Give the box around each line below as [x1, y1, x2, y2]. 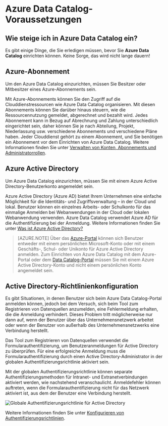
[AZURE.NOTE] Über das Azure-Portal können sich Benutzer [17, 235, 144, 241]
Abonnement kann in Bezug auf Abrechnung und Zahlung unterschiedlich [5, 117, 158, 123]
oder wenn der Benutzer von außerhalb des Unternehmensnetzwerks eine [5, 322, 160, 328]
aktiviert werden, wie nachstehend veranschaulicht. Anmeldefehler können [5, 379, 161, 386]
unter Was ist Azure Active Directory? [5, 225, 83, 231]
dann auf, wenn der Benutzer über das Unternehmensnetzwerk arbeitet [5, 317, 154, 323]
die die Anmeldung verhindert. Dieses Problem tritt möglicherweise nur [5, 312, 153, 318]
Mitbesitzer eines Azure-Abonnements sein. [5, 86, 97, 92]
